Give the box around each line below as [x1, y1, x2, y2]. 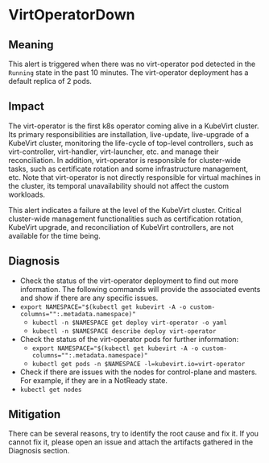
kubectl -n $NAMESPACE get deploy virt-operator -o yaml [31, 319, 228, 327]
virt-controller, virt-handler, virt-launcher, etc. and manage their [8, 147, 219, 156]
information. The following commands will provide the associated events [19, 284, 261, 294]
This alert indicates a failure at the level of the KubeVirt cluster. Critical [8, 205, 242, 215]
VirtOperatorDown [8, 6, 135, 24]
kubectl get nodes [19, 386, 82, 394]
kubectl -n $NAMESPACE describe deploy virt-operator [31, 327, 217, 336]
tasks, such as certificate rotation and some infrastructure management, [8, 164, 248, 173]
